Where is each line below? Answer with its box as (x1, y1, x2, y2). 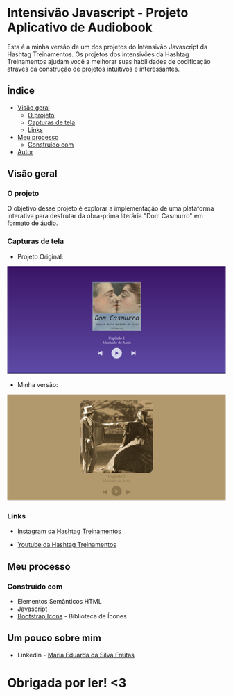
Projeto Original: (17, 252, 64, 261)
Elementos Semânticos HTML (17, 597, 102, 605)
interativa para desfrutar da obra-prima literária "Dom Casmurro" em (7, 212, 203, 220)
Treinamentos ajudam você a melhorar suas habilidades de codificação (7, 57, 211, 65)
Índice (7, 85, 35, 97)
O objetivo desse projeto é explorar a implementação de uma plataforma (7, 204, 214, 213)
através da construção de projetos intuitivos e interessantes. (7, 65, 180, 73)
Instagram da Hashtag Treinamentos (17, 527, 121, 536)
